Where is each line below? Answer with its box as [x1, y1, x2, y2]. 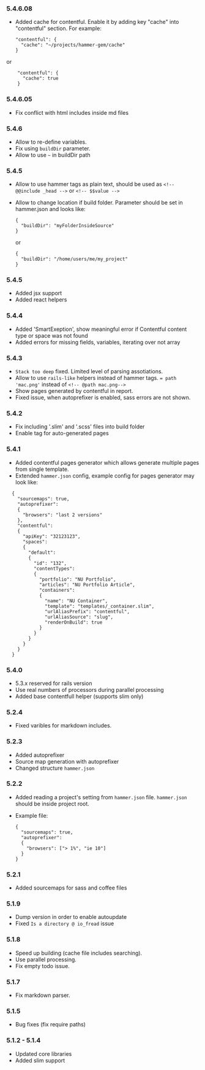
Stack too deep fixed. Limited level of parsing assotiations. [15, 368, 163, 375]
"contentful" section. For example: [15, 25, 102, 32]
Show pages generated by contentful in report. [15, 387, 133, 395]
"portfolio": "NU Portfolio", [39, 576, 116, 583]
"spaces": [22, 538, 48, 545]
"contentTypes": [33, 565, 75, 572]
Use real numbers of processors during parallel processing [15, 686, 164, 693]
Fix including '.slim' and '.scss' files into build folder [15, 423, 145, 430]
